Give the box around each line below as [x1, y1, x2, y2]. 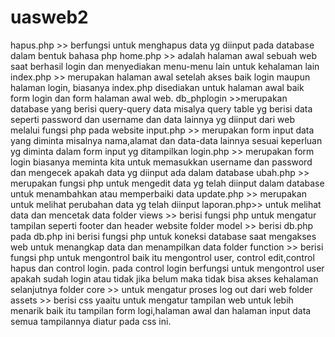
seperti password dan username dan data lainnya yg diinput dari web [10, 113, 295, 125]
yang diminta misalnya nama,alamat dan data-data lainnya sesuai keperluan [10, 134, 323, 146]
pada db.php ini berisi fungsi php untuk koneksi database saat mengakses [10, 230, 317, 242]
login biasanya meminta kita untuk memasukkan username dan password [10, 156, 313, 168]
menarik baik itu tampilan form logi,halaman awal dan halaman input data [10, 304, 312, 316]
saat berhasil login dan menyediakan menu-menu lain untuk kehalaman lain [10, 60, 320, 72]
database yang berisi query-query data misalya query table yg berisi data [10, 102, 313, 115]
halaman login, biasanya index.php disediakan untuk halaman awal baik [10, 81, 305, 93]
